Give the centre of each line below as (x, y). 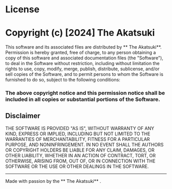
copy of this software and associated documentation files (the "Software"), (84, 58)
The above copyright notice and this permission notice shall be (85, 93)
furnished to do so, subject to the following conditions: (63, 80)
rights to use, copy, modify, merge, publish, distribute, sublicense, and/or (82, 69)
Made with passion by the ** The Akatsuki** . (53, 181)
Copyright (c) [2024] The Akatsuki (80, 33)
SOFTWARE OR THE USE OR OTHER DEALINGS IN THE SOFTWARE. (77, 166)
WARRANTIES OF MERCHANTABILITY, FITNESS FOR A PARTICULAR (78, 139)
